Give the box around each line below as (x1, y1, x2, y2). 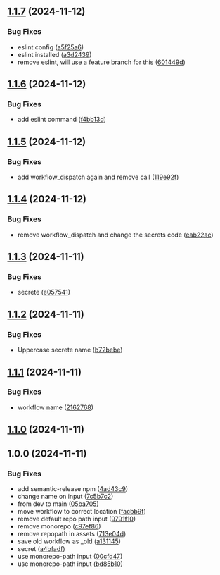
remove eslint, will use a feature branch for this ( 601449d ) (17, 58, 186, 66)
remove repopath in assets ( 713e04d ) (17, 529, 127, 538)
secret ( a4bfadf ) (17, 544, 65, 552)
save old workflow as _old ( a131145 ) (17, 537, 122, 545)
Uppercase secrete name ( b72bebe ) (17, 345, 123, 354)
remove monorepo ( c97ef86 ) (17, 521, 101, 531)
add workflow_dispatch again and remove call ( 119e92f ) (17, 173, 179, 182)
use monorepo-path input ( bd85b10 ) (17, 559, 123, 568)
